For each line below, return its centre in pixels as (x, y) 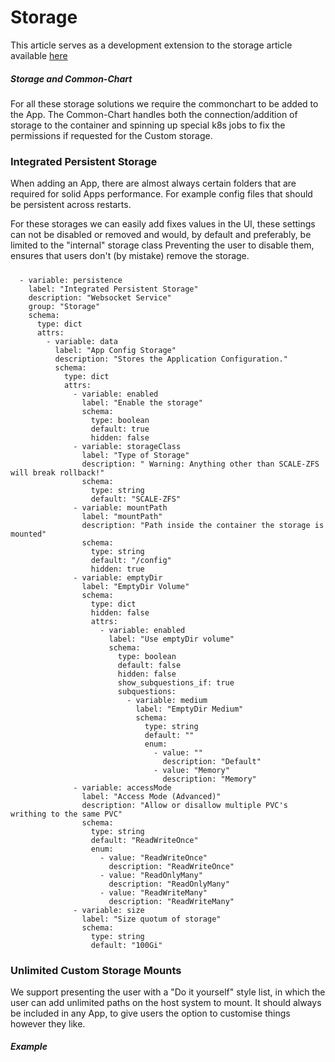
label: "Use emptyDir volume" (171, 639)
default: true (120, 429)
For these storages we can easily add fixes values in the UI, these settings (163, 224)
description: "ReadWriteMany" (171, 901)
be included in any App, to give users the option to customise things (150, 1013)
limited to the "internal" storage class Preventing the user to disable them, (162, 245)
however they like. (48, 1023)
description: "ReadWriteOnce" (171, 866)
